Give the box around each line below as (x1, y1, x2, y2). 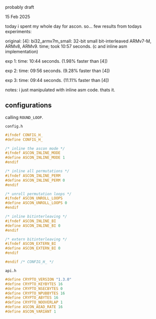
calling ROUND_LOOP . (5, 114, 43, 120)
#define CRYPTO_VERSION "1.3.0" (5, 277, 72, 282)
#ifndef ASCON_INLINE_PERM (5, 173, 61, 178)
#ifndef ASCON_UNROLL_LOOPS (5, 196, 63, 201)
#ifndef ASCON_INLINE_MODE (5, 151, 61, 156)
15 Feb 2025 (5, 14, 31, 19)
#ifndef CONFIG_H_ (5, 132, 43, 137)
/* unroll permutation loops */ (5, 191, 72, 197)
